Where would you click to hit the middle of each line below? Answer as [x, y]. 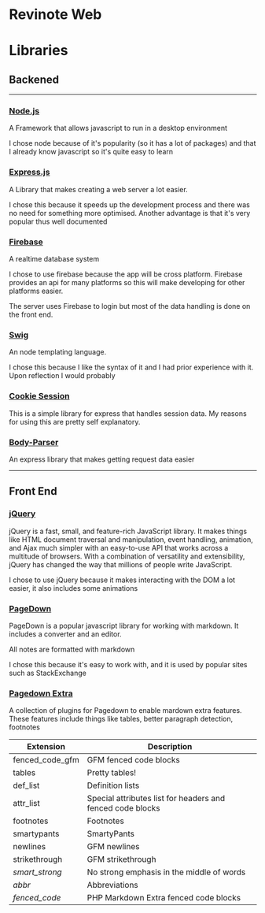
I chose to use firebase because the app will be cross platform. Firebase [126, 274]
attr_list [26, 804]
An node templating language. [58, 352]
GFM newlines [113, 847]
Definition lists [113, 785]
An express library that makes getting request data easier [102, 459]
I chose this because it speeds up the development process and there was [129, 204]
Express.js [29, 173]
